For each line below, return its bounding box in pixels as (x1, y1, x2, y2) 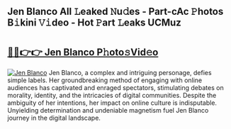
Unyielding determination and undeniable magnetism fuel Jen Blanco (7, 106, 209, 114)
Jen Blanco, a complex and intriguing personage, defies (48, 69, 212, 77)
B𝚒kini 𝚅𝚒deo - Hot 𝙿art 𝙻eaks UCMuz (7, 17, 182, 29)
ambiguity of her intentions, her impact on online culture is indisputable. (7, 99, 218, 107)
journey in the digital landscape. (7, 113, 101, 122)
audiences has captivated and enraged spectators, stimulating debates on (7, 84, 225, 91)
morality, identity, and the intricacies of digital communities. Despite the (7, 91, 217, 99)
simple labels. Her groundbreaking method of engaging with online (7, 76, 203, 84)
